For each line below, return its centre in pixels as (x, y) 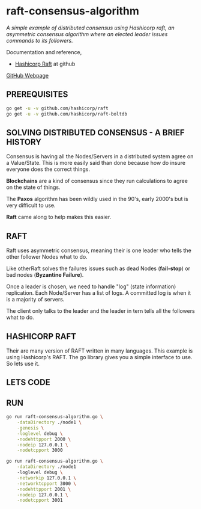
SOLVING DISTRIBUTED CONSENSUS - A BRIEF (95, 133)
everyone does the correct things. (48, 169)
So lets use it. (23, 363)
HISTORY (24, 142)
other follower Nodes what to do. (47, 257)
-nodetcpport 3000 (40, 450)
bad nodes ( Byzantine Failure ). (45, 275)
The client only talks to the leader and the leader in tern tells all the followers (100, 311)
